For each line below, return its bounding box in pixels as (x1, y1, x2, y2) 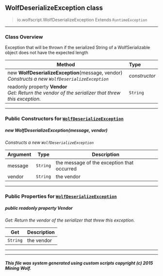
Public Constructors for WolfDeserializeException (5, 115, 124, 122)
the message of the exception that (55, 159, 134, 166)
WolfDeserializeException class (5, 4, 103, 12)
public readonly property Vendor (5, 205, 73, 211)
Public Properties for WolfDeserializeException (5, 193, 117, 200)
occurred (55, 165, 77, 172)
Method (56, 61, 75, 68)
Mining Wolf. (5, 265, 32, 271)
